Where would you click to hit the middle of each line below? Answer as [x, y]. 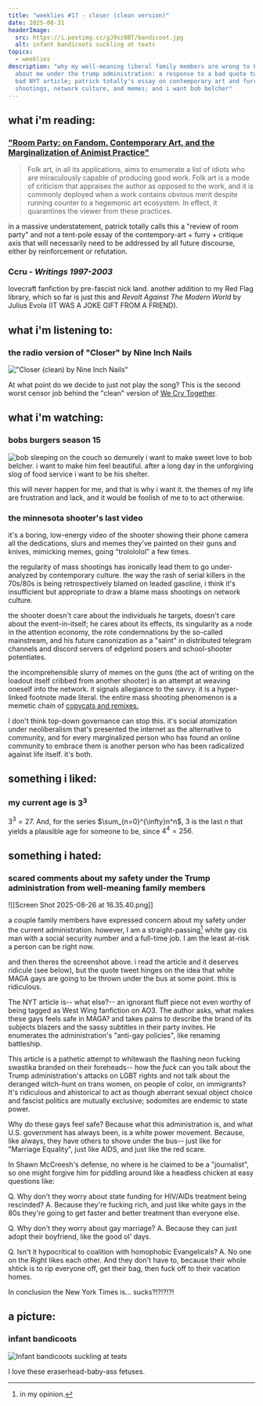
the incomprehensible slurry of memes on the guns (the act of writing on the [131, 673]
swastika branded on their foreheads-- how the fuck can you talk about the [130, 1067]
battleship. [25, 1043]
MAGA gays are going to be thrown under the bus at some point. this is [122, 978]
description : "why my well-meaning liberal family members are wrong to [129, 67]
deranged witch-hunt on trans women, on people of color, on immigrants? [127, 1083]
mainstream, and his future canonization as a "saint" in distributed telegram [130, 641]
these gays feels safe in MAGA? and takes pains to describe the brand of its [130, 1018]
